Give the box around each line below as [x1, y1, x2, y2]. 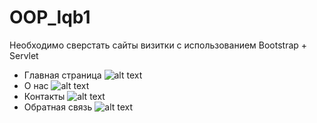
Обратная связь [23, 101, 93, 113]
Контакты [23, 90, 66, 102]
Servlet [9, 49, 39, 61]
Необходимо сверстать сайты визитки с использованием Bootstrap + [9, 39, 308, 51]
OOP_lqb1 [9, 6, 91, 29]
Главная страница [23, 69, 102, 81]
